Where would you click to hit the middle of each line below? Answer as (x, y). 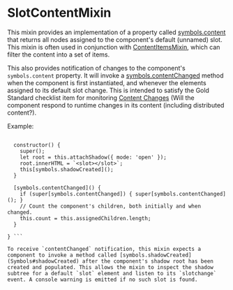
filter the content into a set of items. (59, 55)
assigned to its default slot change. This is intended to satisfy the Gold (108, 90)
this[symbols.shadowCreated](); (67, 169)
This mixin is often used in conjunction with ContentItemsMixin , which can (114, 47)
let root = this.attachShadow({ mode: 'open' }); (93, 157)
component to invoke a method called (62, 255)
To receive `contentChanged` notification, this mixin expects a (104, 249)
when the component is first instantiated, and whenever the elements (107, 82)
